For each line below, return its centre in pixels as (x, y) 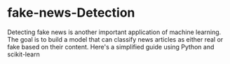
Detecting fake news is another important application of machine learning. (114, 32)
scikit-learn (23, 54)
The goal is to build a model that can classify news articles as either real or (115, 39)
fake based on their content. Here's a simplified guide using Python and (111, 47)
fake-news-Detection (71, 13)
